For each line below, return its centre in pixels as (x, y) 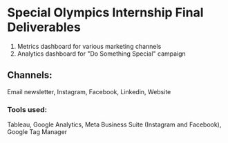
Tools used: (27, 109)
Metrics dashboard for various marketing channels (89, 46)
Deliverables (44, 27)
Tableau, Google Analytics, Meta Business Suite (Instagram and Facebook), (114, 124)
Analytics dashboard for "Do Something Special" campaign (102, 54)
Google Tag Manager (37, 132)
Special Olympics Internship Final (105, 13)
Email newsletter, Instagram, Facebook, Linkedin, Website (89, 91)
